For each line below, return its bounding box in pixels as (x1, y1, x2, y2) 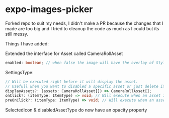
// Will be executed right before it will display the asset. (5, 79, 138, 84)
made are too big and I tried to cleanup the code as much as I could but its (5, 25, 159, 31)
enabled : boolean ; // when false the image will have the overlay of (5, 60, 154, 65)
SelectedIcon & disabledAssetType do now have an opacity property (5, 107, 147, 113)
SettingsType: (5, 69, 34, 75)
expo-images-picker (5, 4, 93, 15)
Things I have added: (5, 40, 49, 46)
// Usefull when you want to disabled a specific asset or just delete (5, 84, 158, 89)
